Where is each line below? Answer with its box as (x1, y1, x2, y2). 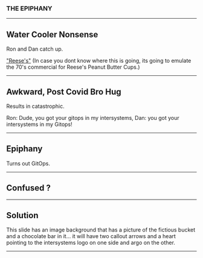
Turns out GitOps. (6, 160, 50, 167)
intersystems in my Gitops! (6, 121, 72, 128)
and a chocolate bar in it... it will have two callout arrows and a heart (6, 233, 176, 240)
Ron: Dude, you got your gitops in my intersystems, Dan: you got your (6, 114, 179, 121)
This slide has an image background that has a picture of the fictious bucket (6, 226, 196, 233)
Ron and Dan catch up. (6, 45, 63, 52)
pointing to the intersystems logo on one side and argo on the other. (6, 239, 175, 247)
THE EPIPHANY (6, 4, 53, 13)
